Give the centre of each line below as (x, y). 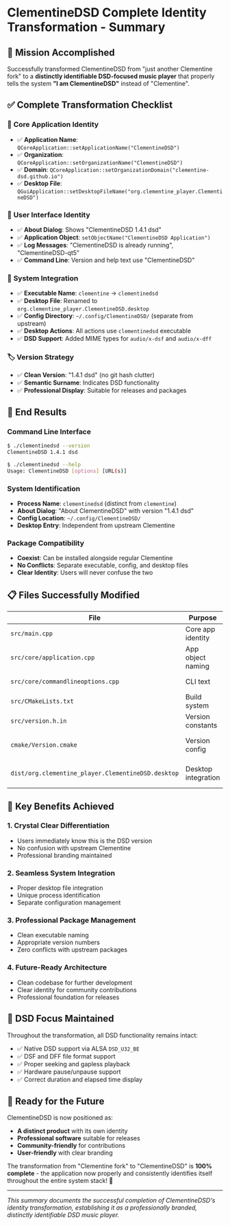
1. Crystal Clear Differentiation (59, 826)
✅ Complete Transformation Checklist (90, 105)
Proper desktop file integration (60, 888)
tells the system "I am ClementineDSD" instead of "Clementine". (98, 83)
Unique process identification (59, 896)
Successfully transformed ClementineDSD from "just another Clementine (110, 69)
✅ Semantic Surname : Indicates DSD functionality (88, 383)
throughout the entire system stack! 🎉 (60, 1181)
